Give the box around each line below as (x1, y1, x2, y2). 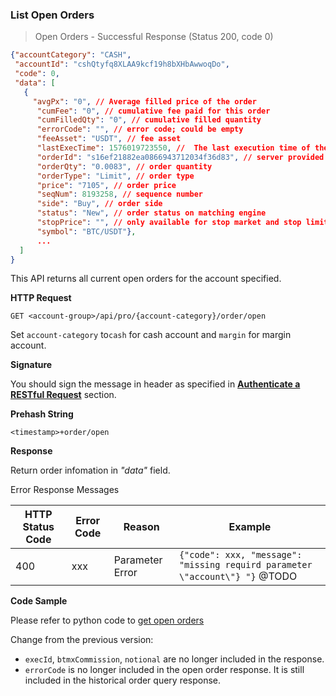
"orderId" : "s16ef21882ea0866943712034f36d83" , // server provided (36, 152, 325, 162)
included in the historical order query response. (24, 674, 222, 687)
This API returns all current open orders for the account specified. (10, 273, 282, 285)
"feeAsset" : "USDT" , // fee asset (36, 134, 182, 144)
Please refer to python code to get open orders (10, 614, 205, 627)
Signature (10, 359, 53, 371)
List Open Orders (10, 8, 95, 22)
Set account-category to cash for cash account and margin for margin (10, 329, 292, 341)
